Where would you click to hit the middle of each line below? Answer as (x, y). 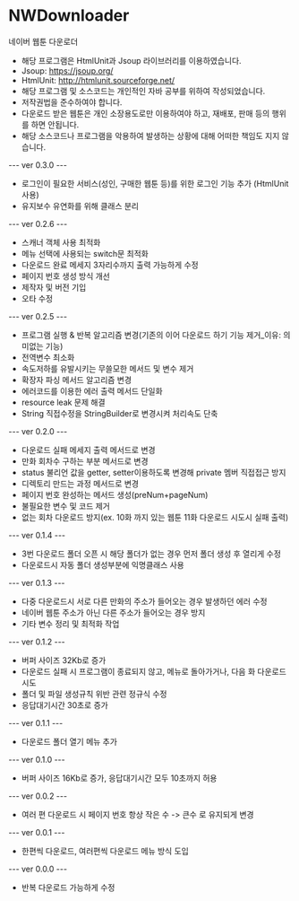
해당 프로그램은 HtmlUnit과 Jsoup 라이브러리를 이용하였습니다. (132, 60)
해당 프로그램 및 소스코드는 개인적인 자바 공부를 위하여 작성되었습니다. (143, 91)
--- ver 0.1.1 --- (36, 722)
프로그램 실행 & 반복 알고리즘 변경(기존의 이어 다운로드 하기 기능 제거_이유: (151, 335)
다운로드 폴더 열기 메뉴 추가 (69, 741)
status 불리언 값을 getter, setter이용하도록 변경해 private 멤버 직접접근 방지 (154, 472)
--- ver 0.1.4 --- (37, 535)
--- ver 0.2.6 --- (38, 223)
